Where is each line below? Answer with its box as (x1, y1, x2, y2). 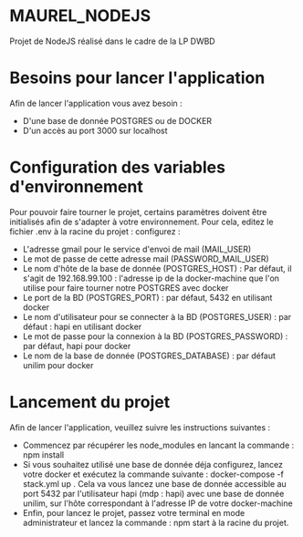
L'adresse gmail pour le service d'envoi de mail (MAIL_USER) (22, 243, 252, 254)
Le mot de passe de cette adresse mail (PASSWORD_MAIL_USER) (22, 253, 269, 264)
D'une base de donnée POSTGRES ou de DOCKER (22, 115, 213, 126)
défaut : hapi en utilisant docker (22, 321, 142, 332)
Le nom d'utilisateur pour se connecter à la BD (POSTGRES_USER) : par (22, 311, 292, 322)
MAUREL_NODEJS (9, 5, 151, 26)
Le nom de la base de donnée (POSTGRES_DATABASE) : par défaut (22, 350, 277, 361)
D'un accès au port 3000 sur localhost (22, 125, 168, 136)
